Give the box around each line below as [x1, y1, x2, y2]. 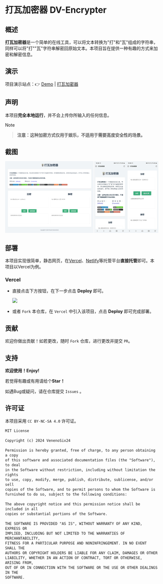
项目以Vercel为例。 [5, 264, 44, 270]
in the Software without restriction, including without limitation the [5, 467, 156, 472]
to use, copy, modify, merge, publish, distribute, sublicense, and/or [5, 477, 153, 482]
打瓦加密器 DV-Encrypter [5, 4, 107, 16]
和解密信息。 [9, 52, 35, 57]
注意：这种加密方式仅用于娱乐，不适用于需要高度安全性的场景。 [17, 132, 145, 138]
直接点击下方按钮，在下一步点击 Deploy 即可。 [12, 288, 106, 294]
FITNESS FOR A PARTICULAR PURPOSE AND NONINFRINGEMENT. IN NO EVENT [5, 541, 147, 545]
